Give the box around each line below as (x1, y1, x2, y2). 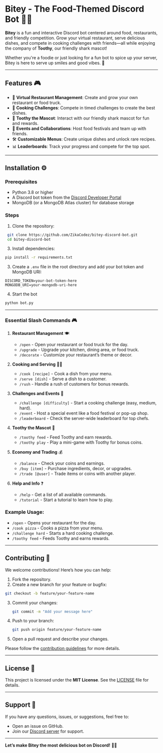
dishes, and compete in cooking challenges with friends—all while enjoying (5, 40, 155, 46)
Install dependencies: (12, 245, 55, 251)
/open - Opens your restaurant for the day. (12, 520, 97, 525)
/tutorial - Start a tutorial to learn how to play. (19, 497, 114, 503)
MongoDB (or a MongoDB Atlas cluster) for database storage (12, 200, 134, 206)
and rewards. (12, 120, 39, 126)
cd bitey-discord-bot (7, 237, 51, 242)
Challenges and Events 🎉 (12, 390, 64, 396)
